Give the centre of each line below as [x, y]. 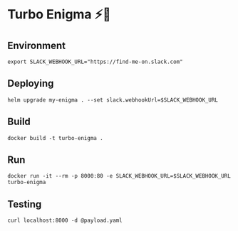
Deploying [31, 84]
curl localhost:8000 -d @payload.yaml [65, 221]
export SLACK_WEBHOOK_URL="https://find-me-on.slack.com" [95, 62]
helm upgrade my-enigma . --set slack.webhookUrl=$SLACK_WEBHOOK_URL [113, 100]
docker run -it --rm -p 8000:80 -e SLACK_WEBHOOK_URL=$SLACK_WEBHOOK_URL [119, 176]
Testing [25, 204]
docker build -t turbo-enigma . [55, 138]
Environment [37, 45]
